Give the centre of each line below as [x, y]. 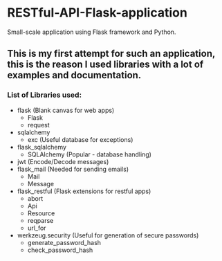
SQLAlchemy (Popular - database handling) [90, 154]
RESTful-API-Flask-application [98, 13]
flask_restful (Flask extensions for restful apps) [84, 191]
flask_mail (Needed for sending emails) [73, 169]
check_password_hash [60, 250]
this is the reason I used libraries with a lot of [105, 65]
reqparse [40, 220]
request [38, 125]
